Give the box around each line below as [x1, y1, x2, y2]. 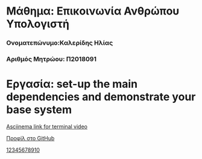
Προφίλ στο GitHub [6, 134, 55, 141]
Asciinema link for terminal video [6, 123, 87, 130]
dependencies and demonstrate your [6, 90, 196, 104]
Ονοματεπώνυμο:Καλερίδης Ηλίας [6, 39, 113, 47]
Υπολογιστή [6, 17, 70, 31]
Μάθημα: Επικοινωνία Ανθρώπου [6, 4, 180, 18]
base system [6, 103, 72, 117]
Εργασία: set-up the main [6, 77, 138, 91]
